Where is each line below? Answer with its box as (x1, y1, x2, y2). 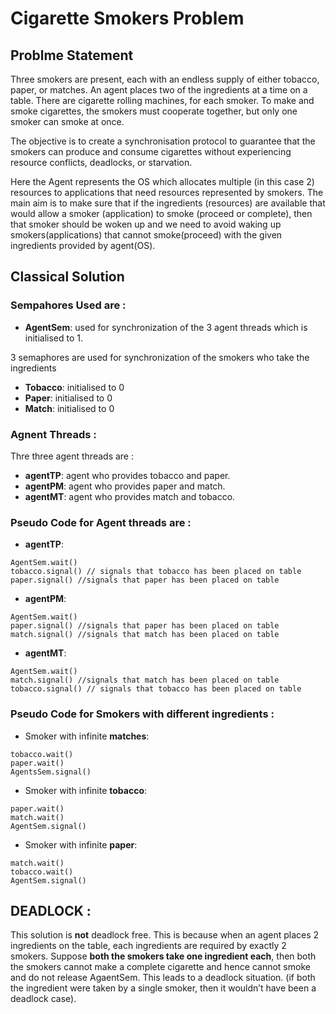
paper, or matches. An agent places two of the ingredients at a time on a (10, 84, 308, 96)
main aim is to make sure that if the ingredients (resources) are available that (10, 197, 326, 209)
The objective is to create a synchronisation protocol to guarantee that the (10, 135, 316, 147)
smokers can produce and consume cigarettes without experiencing (10, 146, 292, 157)
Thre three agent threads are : (10, 450, 134, 462)
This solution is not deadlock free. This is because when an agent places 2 (10, 929, 320, 941)
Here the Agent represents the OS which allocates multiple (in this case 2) (10, 176, 315, 187)
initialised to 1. (24, 332, 84, 344)
